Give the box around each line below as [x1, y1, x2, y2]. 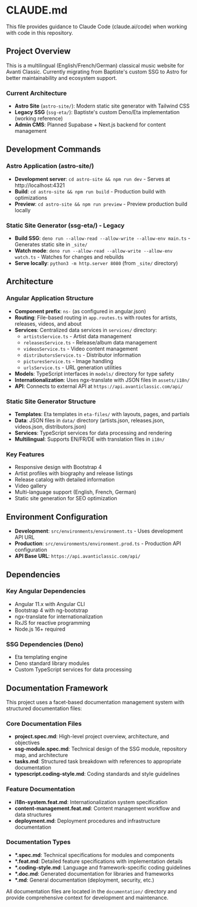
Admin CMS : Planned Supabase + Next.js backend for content [14, 121, 166, 128]
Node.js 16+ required [14, 625, 66, 632]
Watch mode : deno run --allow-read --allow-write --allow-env [14, 247, 173, 255]
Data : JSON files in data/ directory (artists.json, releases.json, [14, 417, 165, 424]
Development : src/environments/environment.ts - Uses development [14, 527, 184, 535]
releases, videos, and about [14, 320, 82, 327]
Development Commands [6, 145, 101, 155]
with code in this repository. [6, 29, 73, 36]
